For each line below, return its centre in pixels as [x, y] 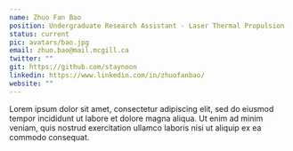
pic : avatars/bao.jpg [49, 42]
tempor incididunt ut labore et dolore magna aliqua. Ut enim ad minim [136, 118]
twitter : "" [31, 59]
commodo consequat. [49, 137]
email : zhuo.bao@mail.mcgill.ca [69, 51]
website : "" [31, 83]
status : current [39, 34]
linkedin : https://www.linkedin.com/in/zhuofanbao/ [107, 75]
